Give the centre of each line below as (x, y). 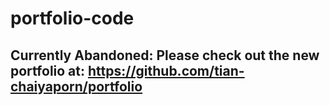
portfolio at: (48, 70)
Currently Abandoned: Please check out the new (165, 55)
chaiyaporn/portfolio (76, 86)
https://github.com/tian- (166, 70)
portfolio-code (72, 18)
